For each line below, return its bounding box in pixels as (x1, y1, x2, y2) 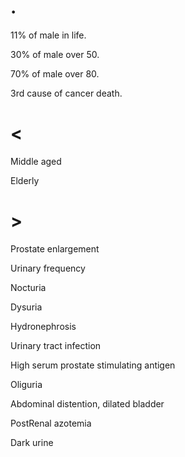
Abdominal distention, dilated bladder (10, 397, 165, 410)
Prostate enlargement (10, 242, 100, 255)
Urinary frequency (10, 262, 86, 274)
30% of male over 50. (10, 48, 100, 60)
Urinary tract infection (10, 339, 102, 351)
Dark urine (10, 436, 54, 448)
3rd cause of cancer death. (10, 87, 123, 99)
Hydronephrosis (10, 320, 77, 332)
